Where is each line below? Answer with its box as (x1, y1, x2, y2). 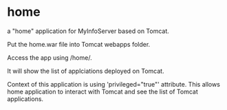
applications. (7, 94, 43, 103)
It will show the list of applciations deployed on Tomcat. (7, 67, 164, 75)
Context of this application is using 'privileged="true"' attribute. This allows (7, 80, 220, 88)
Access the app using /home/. (7, 53, 92, 62)
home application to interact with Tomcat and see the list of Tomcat (7, 87, 198, 96)
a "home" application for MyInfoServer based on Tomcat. (7, 27, 170, 35)
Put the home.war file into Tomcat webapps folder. (7, 40, 151, 48)
